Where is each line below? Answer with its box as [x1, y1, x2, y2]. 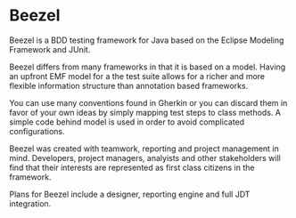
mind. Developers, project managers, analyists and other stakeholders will [9, 152, 281, 163]
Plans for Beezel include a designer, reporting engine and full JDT [9, 189, 251, 199]
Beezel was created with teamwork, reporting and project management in [9, 143, 279, 154]
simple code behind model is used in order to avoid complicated [9, 117, 245, 127]
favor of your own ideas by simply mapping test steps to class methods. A [9, 107, 281, 117]
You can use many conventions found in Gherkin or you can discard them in [9, 97, 288, 108]
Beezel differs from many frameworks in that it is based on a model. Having [9, 61, 286, 72]
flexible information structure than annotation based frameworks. [9, 80, 249, 91]
